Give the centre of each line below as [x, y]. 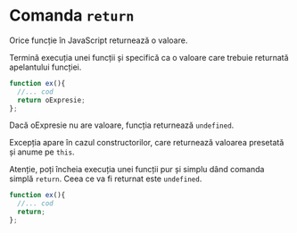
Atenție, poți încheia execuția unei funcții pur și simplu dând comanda [137, 170]
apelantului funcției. [45, 67]
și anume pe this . [42, 152]
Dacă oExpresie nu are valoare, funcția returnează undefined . [122, 125]
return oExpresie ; [52, 100]
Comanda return [72, 16]
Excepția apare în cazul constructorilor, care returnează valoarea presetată [147, 143]
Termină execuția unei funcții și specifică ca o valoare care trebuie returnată [149, 57]
